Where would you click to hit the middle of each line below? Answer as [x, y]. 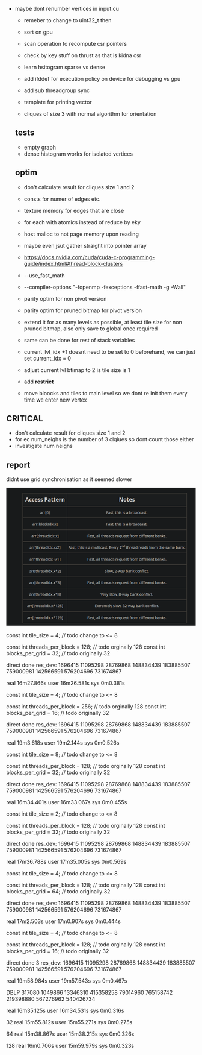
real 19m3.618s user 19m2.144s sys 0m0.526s [63, 743]
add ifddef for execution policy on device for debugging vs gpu [102, 79]
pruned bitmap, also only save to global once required [91, 329]
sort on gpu [38, 32]
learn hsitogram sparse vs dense [65, 67]
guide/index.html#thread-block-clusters [73, 263]
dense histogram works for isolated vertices [78, 154]
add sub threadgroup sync [57, 90]
